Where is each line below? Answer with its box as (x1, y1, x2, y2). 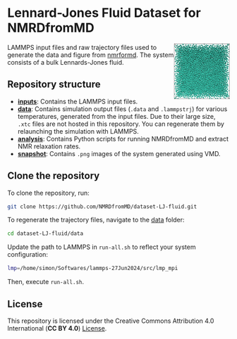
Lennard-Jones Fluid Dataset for (7, 5, 201, 21)
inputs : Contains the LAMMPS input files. (17, 97, 138, 105)
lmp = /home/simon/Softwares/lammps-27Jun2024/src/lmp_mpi (7, 265, 178, 272)
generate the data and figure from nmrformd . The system (7, 51, 174, 59)
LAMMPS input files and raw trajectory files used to (7, 43, 157, 51)
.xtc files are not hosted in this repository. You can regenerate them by (17, 120, 224, 128)
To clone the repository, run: (7, 188, 90, 197)
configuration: (7, 250, 48, 259)
